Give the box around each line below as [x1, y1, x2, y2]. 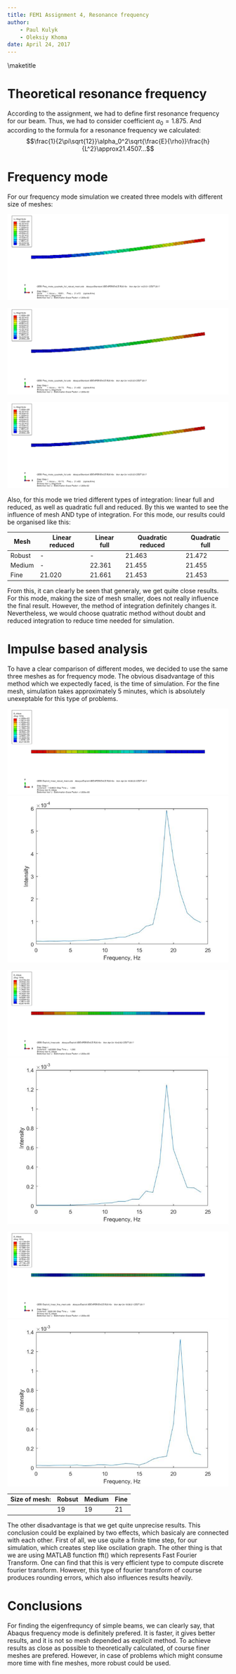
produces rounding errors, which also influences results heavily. [7, 1573, 193, 1582]
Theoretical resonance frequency [7, 86, 207, 102]
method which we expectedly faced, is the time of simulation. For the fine [7, 679, 220, 688]
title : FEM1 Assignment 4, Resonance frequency [7, 11, 150, 18]
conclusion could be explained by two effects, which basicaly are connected [7, 1528, 229, 1537]
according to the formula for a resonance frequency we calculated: [7, 125, 202, 134]
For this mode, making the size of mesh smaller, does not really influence [7, 594, 219, 602]
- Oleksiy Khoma [20, 34, 68, 41]
